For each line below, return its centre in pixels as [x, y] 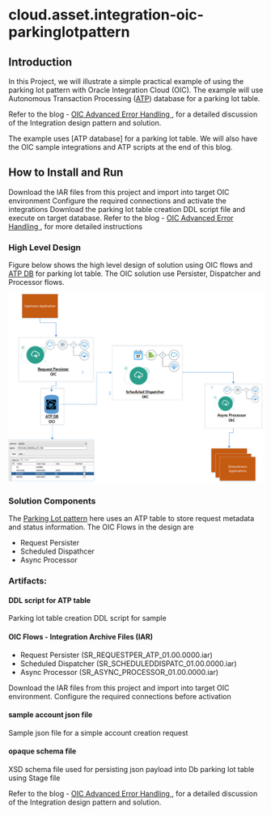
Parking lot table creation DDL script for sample [88, 618]
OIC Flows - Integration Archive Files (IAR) [81, 637]
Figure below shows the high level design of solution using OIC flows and [131, 265]
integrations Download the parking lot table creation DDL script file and [127, 209]
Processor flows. [36, 282]
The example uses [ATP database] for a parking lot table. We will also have [133, 138]
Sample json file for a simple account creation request [98, 732]
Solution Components [52, 501]
